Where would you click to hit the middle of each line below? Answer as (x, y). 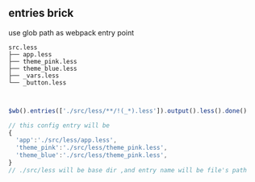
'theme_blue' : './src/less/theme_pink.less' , (92, 155)
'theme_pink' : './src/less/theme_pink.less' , (92, 148)
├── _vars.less (34, 76)
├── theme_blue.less (43, 68)
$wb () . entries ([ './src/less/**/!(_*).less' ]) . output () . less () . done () (128, 111)
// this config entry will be (59, 125)
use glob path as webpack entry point (71, 32)
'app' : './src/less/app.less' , (66, 140)
